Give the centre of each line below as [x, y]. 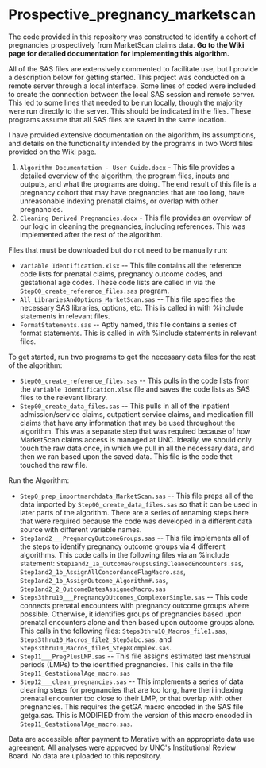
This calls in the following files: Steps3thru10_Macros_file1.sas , [123, 631]
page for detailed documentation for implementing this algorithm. [119, 53]
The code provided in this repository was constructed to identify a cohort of [132, 37]
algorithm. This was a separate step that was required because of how [135, 431]
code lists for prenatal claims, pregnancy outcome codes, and [121, 274]
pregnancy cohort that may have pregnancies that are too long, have [132, 192]
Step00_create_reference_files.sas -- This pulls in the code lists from [135, 380]
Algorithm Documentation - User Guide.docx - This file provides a [127, 167]
